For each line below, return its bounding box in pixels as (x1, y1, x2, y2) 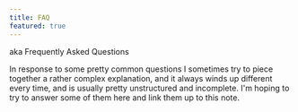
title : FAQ (9, 13, 50, 22)
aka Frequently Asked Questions (9, 46, 130, 56)
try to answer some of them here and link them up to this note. (9, 91, 241, 103)
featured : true (9, 22, 66, 30)
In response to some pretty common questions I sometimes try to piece (9, 64, 274, 74)
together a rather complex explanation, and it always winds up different (9, 73, 273, 83)
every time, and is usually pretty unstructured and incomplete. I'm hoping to (9, 82, 290, 93)
